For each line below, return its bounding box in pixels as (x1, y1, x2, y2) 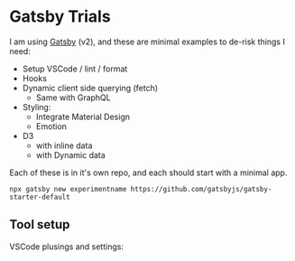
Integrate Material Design (35, 111, 131, 122)
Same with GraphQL (35, 92, 111, 103)
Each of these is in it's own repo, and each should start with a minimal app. (9, 167, 288, 178)
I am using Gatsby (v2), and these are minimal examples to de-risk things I (9, 36, 286, 47)
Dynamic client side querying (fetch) (22, 82, 159, 93)
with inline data (35, 140, 93, 151)
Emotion (35, 120, 68, 132)
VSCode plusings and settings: (9, 241, 124, 252)
